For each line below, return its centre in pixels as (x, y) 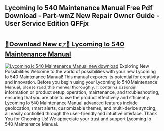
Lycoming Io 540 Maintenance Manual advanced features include (71, 103)
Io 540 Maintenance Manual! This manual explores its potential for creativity (82, 77)
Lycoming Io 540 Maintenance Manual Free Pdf (79, 8)
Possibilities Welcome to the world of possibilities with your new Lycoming (81, 71)
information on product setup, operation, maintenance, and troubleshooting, (82, 92)
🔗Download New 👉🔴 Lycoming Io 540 (65, 44)
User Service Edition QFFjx (47, 23)
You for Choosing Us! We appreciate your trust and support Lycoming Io (78, 119)
